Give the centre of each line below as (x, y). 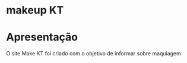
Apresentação (42, 37)
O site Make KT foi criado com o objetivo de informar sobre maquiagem (93, 54)
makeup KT (35, 10)
